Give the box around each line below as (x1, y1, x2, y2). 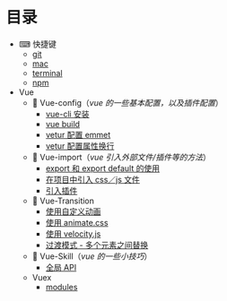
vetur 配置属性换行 (45, 140, 115, 151)
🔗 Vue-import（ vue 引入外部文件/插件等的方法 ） (31, 151, 212, 162)
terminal (31, 67, 63, 78)
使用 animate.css (45, 217, 109, 228)
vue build (45, 118, 80, 129)
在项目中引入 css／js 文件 (45, 174, 140, 185)
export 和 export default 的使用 (45, 162, 161, 174)
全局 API (45, 262, 77, 272)
